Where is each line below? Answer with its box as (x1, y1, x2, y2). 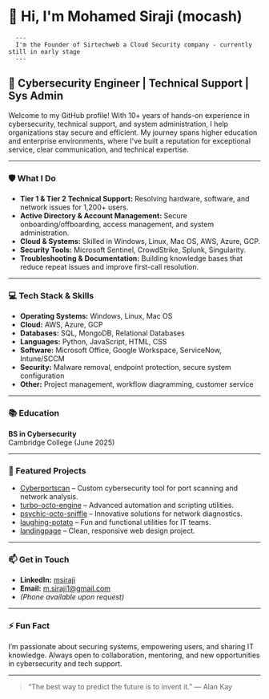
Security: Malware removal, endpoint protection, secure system (19, 363, 232, 372)
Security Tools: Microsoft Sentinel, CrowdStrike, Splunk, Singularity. (19, 245, 247, 255)
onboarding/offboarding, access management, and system (19, 220, 215, 230)
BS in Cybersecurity (8, 429, 77, 438)
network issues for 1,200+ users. (19, 202, 129, 212)
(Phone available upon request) (19, 592, 125, 602)
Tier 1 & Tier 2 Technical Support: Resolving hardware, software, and (19, 194, 250, 204)
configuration (19, 371, 65, 380)
